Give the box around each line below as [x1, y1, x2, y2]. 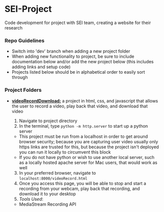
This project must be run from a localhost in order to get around [19, 133, 148, 139]
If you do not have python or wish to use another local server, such [19, 154, 155, 160]
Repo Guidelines [4, 37, 45, 44]
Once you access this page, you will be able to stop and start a [19, 180, 146, 186]
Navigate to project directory [19, 118, 78, 124]
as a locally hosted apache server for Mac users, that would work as [19, 159, 158, 165]
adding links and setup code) [11, 64, 71, 70]
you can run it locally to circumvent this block [19, 149, 111, 155]
